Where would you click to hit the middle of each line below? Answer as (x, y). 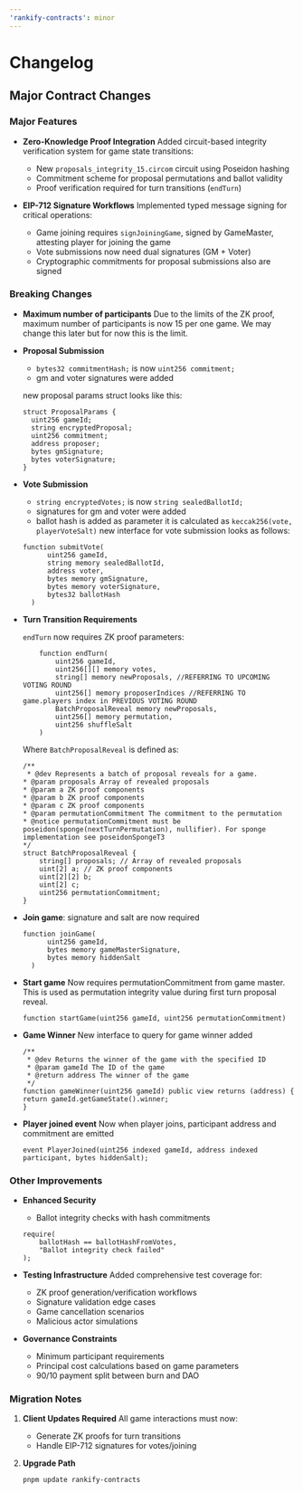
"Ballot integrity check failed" (102, 1251)
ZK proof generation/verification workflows (116, 1293)
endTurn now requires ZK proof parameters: (103, 637)
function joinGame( (59, 934)
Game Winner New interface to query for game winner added (137, 1035)
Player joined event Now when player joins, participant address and (149, 1124)
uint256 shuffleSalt (94, 725)
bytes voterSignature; (74, 459)
